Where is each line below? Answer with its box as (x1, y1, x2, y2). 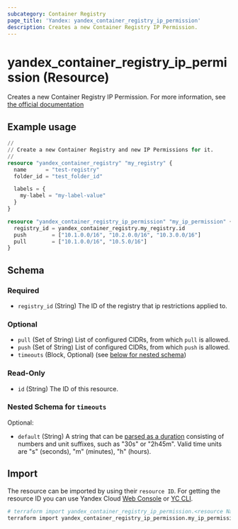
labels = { (13, 185, 46, 192)
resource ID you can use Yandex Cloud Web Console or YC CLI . (7, 494, 193, 503)
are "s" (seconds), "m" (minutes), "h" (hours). (17, 447, 152, 455)
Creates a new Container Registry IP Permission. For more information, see (7, 93, 226, 102)
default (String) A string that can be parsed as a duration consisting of (17, 432, 225, 440)
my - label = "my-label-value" (20, 192, 106, 200)
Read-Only (7, 369, 46, 378)
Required (7, 285, 40, 295)
